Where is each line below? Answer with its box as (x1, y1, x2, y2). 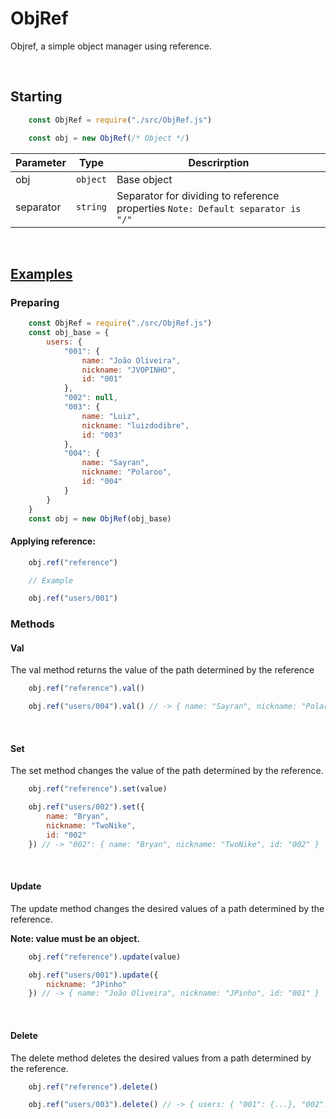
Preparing (10, 295, 60, 309)
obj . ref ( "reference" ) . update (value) (28, 952, 182, 962)
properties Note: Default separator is (116, 201, 302, 215)
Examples (10, 265, 73, 282)
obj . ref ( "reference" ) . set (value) (28, 784, 168, 794)
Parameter (15, 155, 67, 169)
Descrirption (188, 155, 250, 169)
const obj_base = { (28, 328, 110, 338)
